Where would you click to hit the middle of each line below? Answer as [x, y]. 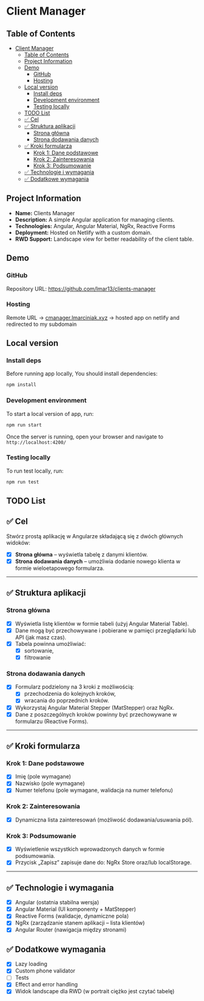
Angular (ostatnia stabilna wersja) [57, 902]
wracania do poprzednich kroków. [66, 701]
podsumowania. [35, 856]
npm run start [24, 425]
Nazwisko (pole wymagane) [50, 783]
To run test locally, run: [35, 471]
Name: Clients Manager [45, 213]
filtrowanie [37, 657]
